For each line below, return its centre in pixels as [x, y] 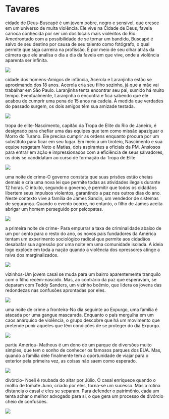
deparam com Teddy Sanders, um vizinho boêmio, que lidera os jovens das [83, 285]
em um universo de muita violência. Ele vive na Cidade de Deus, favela [79, 28]
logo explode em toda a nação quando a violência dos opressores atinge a [83, 250]
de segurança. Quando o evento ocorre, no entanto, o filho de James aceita [84, 203]
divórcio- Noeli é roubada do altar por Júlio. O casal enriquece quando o [81, 380]
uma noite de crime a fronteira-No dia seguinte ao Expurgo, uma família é [81, 309]
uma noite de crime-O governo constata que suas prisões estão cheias [79, 176]
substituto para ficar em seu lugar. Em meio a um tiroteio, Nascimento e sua [84, 141]
